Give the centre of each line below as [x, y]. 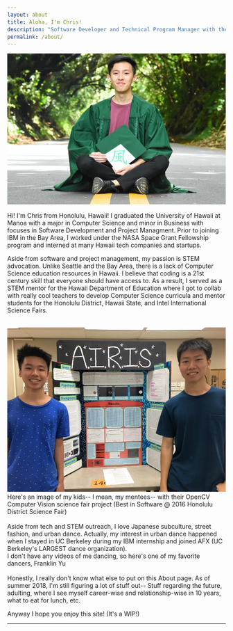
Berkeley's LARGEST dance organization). [67, 549]
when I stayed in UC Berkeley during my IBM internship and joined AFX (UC [115, 541]
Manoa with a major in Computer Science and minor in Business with [105, 223]
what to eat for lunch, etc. [44, 600]
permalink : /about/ [35, 37]
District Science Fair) [37, 512]
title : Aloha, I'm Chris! [44, 22]
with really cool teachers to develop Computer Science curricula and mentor [116, 296]
